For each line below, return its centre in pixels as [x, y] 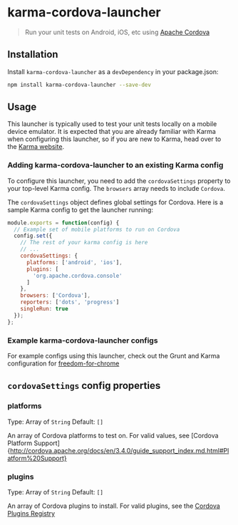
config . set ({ [33, 236]
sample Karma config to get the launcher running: [80, 209]
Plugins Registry [31, 514]
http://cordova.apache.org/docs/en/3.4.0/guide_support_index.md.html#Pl [119, 450]
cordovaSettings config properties [84, 386]
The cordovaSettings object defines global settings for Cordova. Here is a [115, 202]
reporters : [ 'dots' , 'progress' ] [70, 302]
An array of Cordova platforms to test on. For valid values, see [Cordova [113, 435]
